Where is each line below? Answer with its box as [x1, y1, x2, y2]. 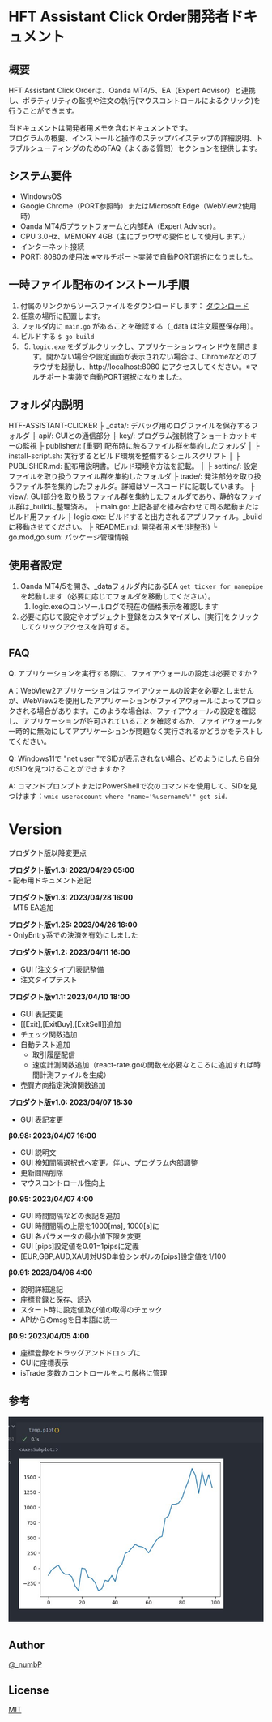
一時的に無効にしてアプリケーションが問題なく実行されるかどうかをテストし [8, 727, 264, 736]
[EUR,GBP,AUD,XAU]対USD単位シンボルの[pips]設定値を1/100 [19, 1252, 227, 1261]
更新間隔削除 [19, 1168, 63, 1177]
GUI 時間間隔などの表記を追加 [19, 1211, 121, 1221]
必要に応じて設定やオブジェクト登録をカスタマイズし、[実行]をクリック [19, 612, 260, 621]
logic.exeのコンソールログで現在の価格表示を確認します [32, 602, 219, 612]
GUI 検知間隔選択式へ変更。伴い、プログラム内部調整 [19, 1157, 198, 1167]
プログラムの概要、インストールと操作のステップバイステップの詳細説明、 [8, 133, 257, 143]
